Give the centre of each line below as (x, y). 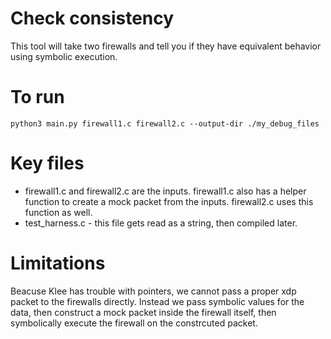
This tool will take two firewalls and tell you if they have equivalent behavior (166, 46)
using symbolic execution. (64, 56)
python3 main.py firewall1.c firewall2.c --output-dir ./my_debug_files (165, 123)
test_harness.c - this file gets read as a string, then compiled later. (161, 223)
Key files (47, 163)
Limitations (58, 263)
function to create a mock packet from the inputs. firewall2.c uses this (169, 201)
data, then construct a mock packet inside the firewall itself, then (143, 312)
